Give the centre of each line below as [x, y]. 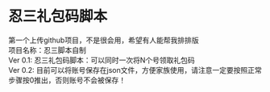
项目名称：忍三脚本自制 [47, 50]
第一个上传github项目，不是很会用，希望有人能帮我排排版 [104, 40]
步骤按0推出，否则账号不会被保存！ [67, 80]
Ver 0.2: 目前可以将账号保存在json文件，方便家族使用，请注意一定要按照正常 [135, 70]
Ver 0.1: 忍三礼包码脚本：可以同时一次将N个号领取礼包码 [102, 60]
